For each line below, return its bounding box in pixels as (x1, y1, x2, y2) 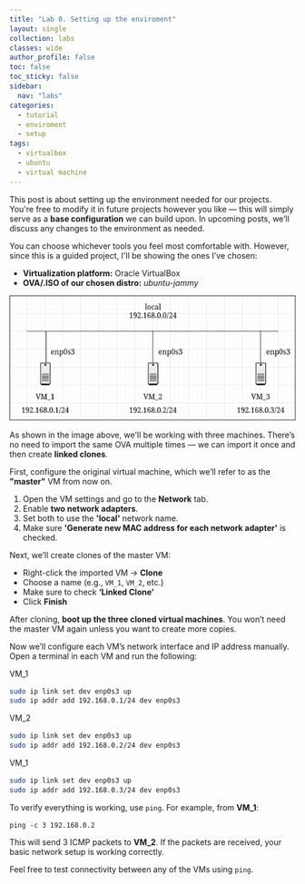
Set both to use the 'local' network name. (22, 513, 179, 524)
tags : (9, 139, 30, 149)
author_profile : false (9, 53, 95, 63)
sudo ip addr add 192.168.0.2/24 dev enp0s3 (9, 741, 181, 751)
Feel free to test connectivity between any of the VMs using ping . (9, 863, 254, 875)
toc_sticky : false (9, 73, 79, 82)
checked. (22, 532, 58, 543)
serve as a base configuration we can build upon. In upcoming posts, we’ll (9, 213, 290, 224)
